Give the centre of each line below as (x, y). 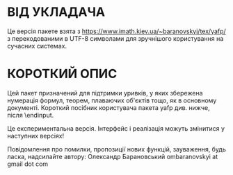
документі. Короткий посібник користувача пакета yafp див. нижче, (109, 107)
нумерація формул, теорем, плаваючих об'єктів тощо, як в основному (112, 100)
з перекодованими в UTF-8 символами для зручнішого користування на (115, 38)
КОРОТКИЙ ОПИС (62, 74)
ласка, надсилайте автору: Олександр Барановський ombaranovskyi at (113, 156)
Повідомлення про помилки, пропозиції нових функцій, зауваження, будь (116, 149)
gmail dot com (28, 164)
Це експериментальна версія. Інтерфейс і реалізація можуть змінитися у (116, 128)
